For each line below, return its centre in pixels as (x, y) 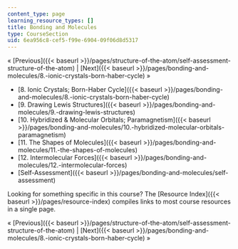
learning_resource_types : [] (51, 21)
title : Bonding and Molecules (52, 27)
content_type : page (36, 14)
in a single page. (31, 209)
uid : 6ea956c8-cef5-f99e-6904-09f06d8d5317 (73, 41)
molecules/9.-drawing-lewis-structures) (76, 112)
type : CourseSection (38, 34)
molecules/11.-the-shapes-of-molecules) (77, 150)
